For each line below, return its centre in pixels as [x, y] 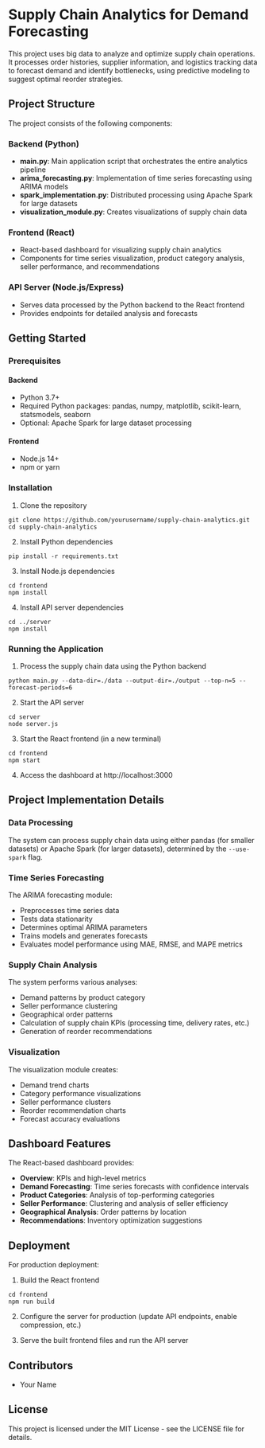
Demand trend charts [54, 1085]
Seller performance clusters [65, 1102]
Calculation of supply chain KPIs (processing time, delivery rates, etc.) [134, 1023]
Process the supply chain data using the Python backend [113, 665]
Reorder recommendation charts [73, 1110]
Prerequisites [35, 361]
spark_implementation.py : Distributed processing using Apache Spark [136, 195]
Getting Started [47, 339]
